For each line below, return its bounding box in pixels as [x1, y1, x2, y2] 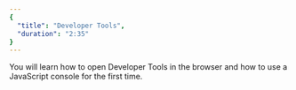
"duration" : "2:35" [17, 29, 90, 38]
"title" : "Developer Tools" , [17, 21, 125, 30]
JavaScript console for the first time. [9, 71, 143, 82]
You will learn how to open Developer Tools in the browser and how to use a [9, 62, 288, 72]
